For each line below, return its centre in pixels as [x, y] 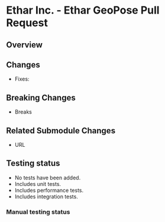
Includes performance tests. [49, 190]
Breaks [23, 112]
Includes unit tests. [38, 184]
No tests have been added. [48, 178]
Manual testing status [38, 212]
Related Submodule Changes [61, 131]
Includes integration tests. [46, 197]
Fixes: [22, 79]
